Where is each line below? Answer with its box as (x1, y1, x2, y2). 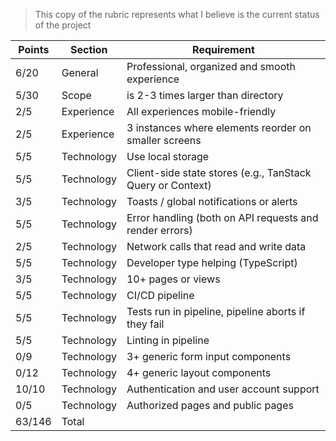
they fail (126, 317, 165, 331)
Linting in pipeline (126, 334, 210, 347)
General (61, 66, 99, 79)
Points (18, 43, 50, 56)
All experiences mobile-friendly (126, 105, 277, 118)
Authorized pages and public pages (126, 399, 294, 412)
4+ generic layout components (126, 366, 272, 379)
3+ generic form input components (126, 350, 292, 363)
